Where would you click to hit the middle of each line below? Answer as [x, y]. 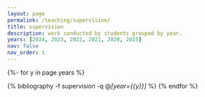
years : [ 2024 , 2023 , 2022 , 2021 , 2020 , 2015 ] [75, 40]
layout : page [26, 14]
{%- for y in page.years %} [46, 72]
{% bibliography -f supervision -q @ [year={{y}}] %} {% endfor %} [103, 86]
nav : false [23, 46]
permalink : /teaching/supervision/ [59, 20]
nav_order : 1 [26, 53]
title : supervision [36, 27]
